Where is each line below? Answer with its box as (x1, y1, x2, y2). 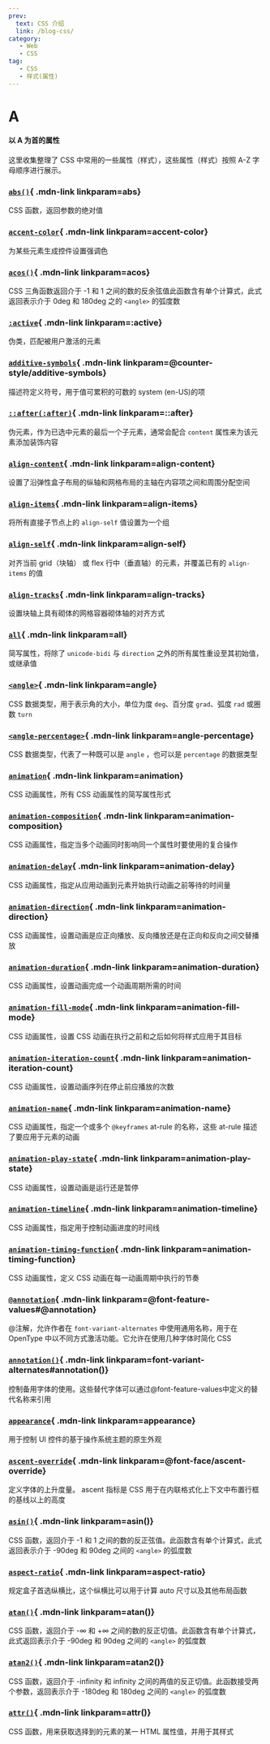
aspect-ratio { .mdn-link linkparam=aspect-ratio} (8, 1566, 207, 1578)
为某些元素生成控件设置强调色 (8, 245, 108, 256)
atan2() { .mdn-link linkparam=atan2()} (8, 1657, 165, 1668)
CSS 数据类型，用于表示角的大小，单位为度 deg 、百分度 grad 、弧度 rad (8, 699, 245, 709)
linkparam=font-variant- (105, 1354, 205, 1366)
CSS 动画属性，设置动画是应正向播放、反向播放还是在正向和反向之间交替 (8, 930, 253, 940)
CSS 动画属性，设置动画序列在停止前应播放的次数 (8, 1081, 174, 1091)
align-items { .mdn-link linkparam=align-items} (8, 499, 199, 510)
